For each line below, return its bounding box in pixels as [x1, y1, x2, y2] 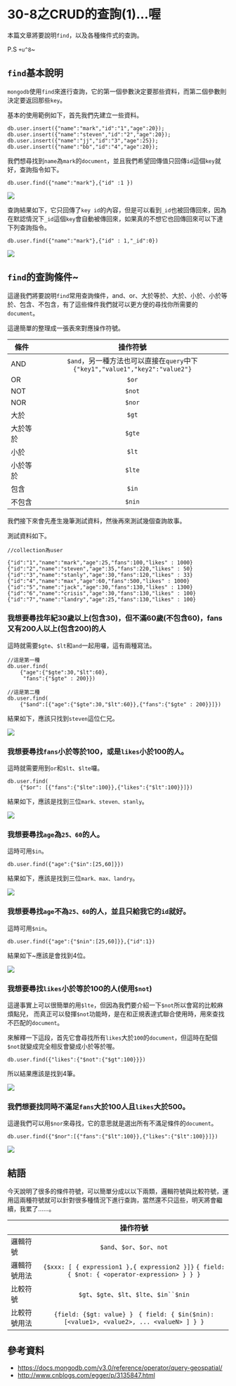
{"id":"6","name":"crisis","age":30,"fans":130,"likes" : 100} [7, 589, 197, 597]
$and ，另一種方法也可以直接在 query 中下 [66, 355, 198, 365]
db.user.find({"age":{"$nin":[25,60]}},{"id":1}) [7, 938, 156, 945]
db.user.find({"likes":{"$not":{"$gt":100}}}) [7, 1057, 146, 1064]
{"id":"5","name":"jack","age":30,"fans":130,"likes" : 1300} [7, 584, 193, 591]
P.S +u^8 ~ [7, 45, 36, 53]
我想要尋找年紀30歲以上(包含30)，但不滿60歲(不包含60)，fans [7, 613, 223, 623]
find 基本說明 [7, 67, 63, 79]
